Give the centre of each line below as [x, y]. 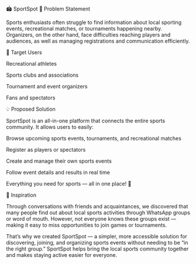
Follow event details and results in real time [58, 172]
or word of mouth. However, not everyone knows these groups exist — [91, 219]
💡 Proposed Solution [31, 109]
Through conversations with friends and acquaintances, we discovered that [97, 206]
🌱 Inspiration [21, 195]
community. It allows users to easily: [50, 127]
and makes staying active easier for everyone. [62, 255]
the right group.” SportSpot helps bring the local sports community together [97, 249]
